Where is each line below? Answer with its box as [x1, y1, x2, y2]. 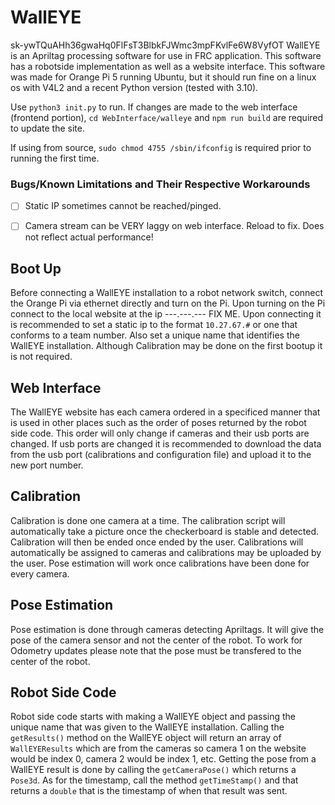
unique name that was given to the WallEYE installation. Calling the [10, 721, 285, 733]
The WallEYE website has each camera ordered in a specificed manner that [10, 406, 321, 418]
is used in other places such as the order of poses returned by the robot [10, 416, 307, 428]
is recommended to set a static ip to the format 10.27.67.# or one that [10, 319, 298, 331]
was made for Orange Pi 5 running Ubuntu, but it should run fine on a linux [10, 71, 317, 83]
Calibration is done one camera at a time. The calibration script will [10, 514, 286, 526]
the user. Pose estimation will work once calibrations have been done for [10, 557, 310, 569]
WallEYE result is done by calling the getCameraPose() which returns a [10, 764, 297, 776]
